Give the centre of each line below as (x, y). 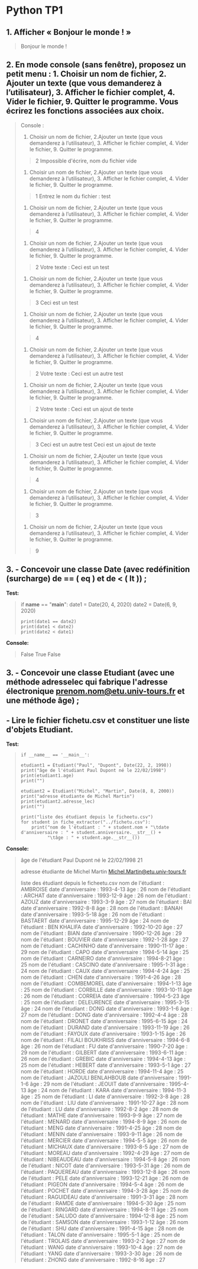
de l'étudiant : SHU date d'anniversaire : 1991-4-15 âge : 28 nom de (102, 1228)
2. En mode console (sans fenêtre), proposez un (96, 65)
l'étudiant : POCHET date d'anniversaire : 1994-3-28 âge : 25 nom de (105, 1190)
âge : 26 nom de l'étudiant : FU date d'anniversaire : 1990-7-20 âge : (104, 1046)
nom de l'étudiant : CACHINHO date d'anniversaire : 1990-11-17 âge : (104, 946)
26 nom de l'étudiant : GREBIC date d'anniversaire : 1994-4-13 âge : (103, 1059)
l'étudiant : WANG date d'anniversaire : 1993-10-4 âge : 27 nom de (102, 1247)
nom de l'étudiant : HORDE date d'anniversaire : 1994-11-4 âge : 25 (102, 1071)
